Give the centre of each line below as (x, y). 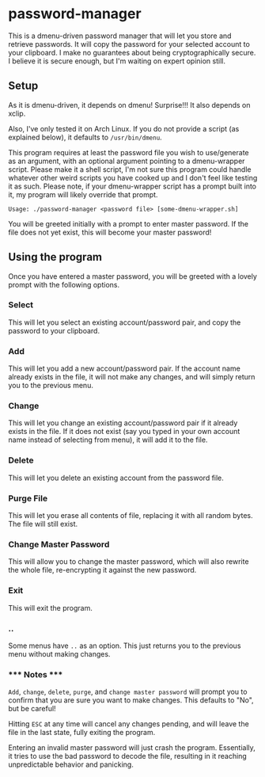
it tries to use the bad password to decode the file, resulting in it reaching (127, 756)
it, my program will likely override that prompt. (83, 194)
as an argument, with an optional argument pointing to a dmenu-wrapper (127, 161)
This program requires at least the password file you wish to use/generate (129, 152)
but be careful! (32, 709)
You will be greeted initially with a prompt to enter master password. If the (129, 223)
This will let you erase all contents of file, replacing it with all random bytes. (131, 516)
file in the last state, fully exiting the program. (82, 733)
